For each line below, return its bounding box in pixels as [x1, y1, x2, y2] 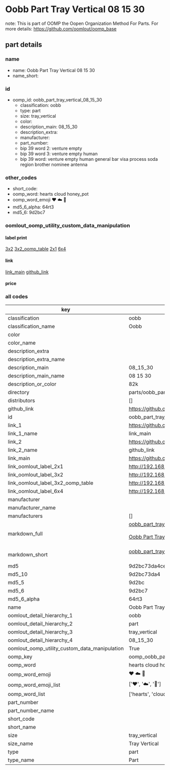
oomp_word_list [8, 691, 46, 698]
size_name [8, 740, 33, 747]
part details [5, 41, 42, 49]
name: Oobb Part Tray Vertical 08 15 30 [12, 67, 95, 73]
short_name [8, 724, 36, 731]
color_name [8, 339, 36, 346]
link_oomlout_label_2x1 [8, 463, 64, 470]
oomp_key [8, 653, 33, 660]
